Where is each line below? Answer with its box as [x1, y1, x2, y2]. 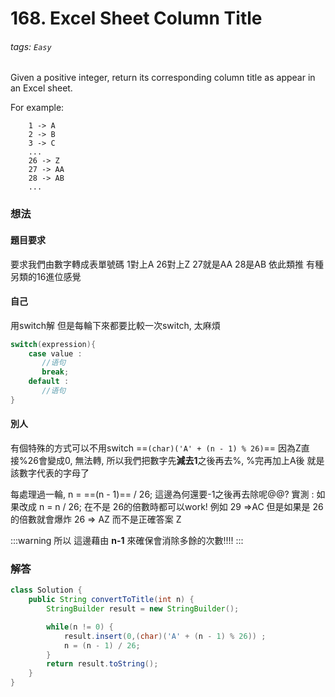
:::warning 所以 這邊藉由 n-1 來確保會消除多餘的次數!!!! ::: [10, 535, 244, 547]
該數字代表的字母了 [10, 467, 90, 479]
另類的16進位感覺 [10, 270, 82, 282]
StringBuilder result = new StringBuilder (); [46, 604, 240, 614]
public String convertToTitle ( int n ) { [28, 595, 195, 605]
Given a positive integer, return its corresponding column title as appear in [10, 72, 316, 84]
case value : [28, 348, 83, 359]
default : [28, 377, 70, 387]
